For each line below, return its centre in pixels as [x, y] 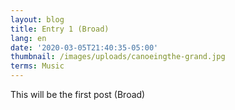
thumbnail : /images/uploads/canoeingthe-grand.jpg [118, 57]
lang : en [28, 38]
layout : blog [37, 19]
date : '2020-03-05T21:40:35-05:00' [84, 47]
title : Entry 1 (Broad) [60, 29]
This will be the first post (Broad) [78, 94]
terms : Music [37, 66]
